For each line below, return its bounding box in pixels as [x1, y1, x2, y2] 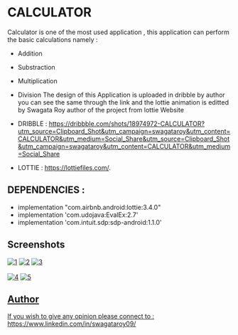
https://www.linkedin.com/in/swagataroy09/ [7, 319, 136, 328]
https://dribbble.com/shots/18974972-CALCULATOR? [48, 119, 205, 128]
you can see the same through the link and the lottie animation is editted [17, 97, 229, 107]
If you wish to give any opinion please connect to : [7, 312, 155, 321]
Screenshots [7, 239, 65, 251]
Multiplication [17, 76, 58, 85]
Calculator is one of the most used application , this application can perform [7, 28, 229, 36]
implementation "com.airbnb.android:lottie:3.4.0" [17, 203, 161, 211]
